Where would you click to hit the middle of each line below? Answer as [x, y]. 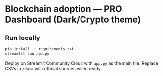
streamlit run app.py [27, 54]
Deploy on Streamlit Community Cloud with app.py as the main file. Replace [82, 63]
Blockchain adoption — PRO [63, 9]
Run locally [23, 38]
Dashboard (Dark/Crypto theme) [73, 19]
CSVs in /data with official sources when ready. [54, 68]
